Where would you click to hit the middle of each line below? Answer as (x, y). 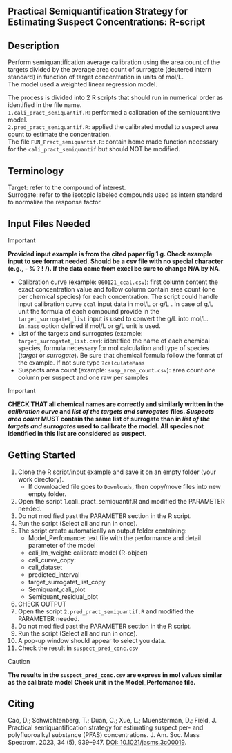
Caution (19, 661)
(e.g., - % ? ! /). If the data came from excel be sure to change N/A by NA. (115, 268)
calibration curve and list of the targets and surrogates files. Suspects (111, 411)
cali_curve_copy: (52, 560)
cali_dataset (45, 567)
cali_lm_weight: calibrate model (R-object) (88, 553)
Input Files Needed (49, 224)
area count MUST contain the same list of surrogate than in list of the (109, 419)
